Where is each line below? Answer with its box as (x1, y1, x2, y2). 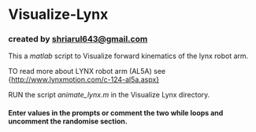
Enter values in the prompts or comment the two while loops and (8, 108, 224, 118)
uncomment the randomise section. (8, 116, 128, 126)
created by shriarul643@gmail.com (8, 34, 148, 45)
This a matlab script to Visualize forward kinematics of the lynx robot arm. (8, 51, 249, 60)
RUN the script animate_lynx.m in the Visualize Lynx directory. (8, 90, 210, 100)
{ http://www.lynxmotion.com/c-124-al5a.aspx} (8, 75, 160, 84)
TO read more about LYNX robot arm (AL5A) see (8, 67, 166, 76)
